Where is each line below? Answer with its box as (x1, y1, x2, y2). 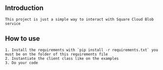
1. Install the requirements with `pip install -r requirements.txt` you (5, 47, 159, 52)
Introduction (5, 4, 44, 12)
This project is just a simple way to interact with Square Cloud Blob (5, 17, 154, 22)
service (5, 21, 21, 26)
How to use (5, 34, 40, 43)
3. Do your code (5, 60, 38, 65)
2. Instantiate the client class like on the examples (5, 56, 119, 61)
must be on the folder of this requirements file (5, 51, 108, 57)
